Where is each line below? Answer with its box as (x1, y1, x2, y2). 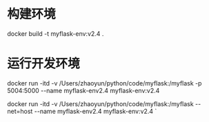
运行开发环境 (7, 56, 81, 72)
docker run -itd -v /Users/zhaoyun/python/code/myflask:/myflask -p (7, 79, 202, 87)
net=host (7, 107, 33, 115)
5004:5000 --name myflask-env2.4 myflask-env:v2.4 (7, 86, 160, 94)
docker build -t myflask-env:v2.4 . (7, 29, 104, 38)
